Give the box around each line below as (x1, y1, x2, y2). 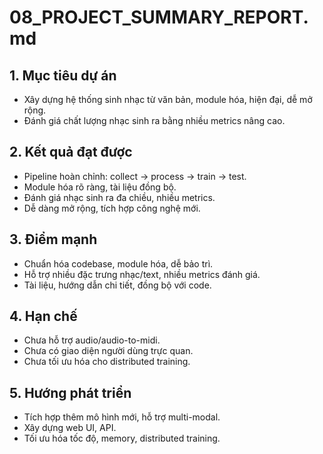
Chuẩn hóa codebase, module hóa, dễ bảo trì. (23, 257, 214, 270)
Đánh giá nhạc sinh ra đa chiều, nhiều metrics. (23, 191, 216, 203)
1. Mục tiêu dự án (9, 67, 117, 84)
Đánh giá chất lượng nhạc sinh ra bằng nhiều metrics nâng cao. (23, 115, 286, 126)
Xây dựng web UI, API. (23, 422, 117, 434)
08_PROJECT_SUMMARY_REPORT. (9, 6, 309, 29)
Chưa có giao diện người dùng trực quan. (23, 345, 194, 357)
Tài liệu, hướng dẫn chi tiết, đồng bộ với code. (23, 279, 212, 291)
